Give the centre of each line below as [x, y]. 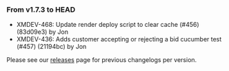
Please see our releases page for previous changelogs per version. [102, 60]
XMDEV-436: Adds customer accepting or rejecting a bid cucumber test [119, 39]
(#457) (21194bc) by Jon [51, 47]
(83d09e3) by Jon [42, 32]
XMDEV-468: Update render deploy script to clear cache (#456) [108, 25]
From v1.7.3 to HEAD [41, 10]
